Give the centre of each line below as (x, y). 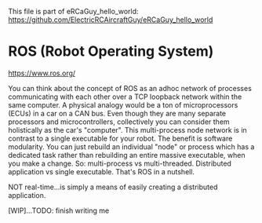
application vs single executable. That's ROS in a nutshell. (101, 171)
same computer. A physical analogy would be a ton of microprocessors (123, 104)
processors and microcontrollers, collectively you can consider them (119, 122)
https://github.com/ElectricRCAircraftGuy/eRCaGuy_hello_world (111, 20)
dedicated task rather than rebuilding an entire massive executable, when (127, 155)
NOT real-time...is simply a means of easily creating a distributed (113, 187)
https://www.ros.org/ (42, 73)
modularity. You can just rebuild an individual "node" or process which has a (131, 146)
